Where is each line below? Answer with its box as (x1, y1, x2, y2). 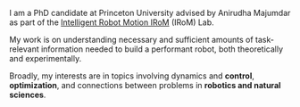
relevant (9, 44, 39, 54)
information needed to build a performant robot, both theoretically (40, 44, 284, 54)
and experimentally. (9, 53, 82, 63)
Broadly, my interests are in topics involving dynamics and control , (9, 70, 254, 81)
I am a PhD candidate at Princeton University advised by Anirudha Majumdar (9, 8, 291, 18)
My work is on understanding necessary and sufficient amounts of (9, 35, 254, 45)
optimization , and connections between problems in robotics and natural (9, 80, 281, 90)
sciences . (9, 89, 46, 100)
